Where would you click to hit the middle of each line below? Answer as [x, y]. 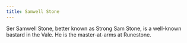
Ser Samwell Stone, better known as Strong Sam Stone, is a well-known [94, 28]
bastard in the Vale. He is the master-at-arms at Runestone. [79, 34]
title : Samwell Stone [33, 11]
